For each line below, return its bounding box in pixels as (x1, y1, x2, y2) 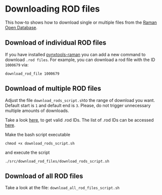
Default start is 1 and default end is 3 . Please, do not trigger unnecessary (5, 102, 151, 108)
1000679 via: (5, 62, 29, 67)
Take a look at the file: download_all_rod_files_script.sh (5, 185, 120, 191)
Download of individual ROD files (5, 39, 107, 47)
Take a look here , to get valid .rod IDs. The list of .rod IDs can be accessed (5, 117, 154, 123)
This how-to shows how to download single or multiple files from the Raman (5, 19, 157, 25)
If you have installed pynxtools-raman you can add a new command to (5, 51, 146, 57)
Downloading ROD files (5, 3, 100, 15)
